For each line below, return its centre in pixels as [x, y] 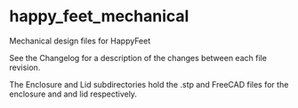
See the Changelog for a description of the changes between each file [138, 58]
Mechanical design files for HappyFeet [80, 41]
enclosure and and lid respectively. [73, 94]
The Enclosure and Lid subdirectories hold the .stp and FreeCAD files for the [149, 84]
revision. [25, 67]
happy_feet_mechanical [99, 16]
